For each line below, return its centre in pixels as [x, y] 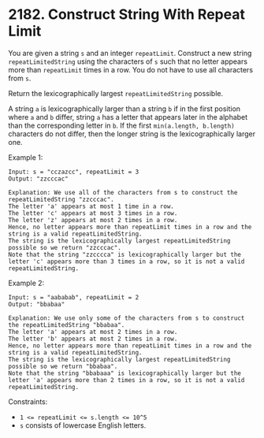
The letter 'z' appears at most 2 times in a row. [93, 220]
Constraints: [28, 401]
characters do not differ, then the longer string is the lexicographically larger [132, 134]
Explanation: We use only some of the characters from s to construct [126, 318]
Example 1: [26, 157]
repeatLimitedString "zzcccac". [61, 199]
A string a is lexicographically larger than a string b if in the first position [125, 109]
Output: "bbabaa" [37, 304]
